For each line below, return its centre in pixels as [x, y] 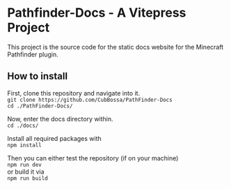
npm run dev [24, 165]
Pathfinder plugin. [33, 54]
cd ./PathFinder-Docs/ [40, 106]
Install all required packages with [55, 138]
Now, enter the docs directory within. [60, 119]
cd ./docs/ [23, 126]
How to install [38, 76]
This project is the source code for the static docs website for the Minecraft [115, 47]
